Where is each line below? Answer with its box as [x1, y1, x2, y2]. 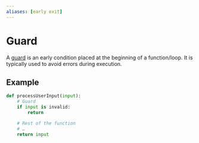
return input [17, 131, 49, 137]
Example [6, 77, 39, 87]
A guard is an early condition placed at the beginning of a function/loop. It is [6, 54, 193, 61]
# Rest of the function [17, 120, 76, 126]
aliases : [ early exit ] [6, 8, 63, 15]
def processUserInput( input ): [6, 93, 82, 99]
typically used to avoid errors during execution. [6, 60, 122, 67]
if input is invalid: [17, 104, 70, 110]
